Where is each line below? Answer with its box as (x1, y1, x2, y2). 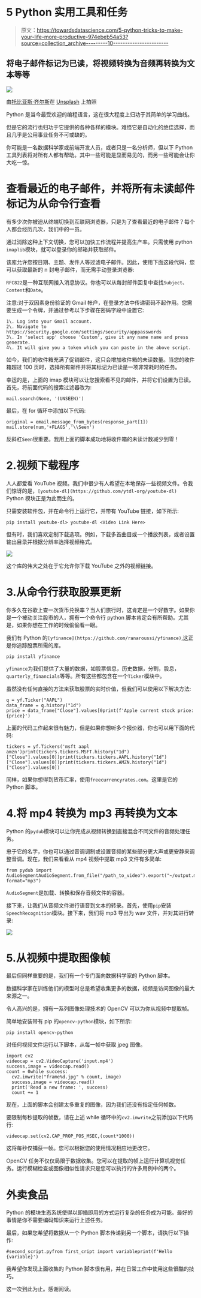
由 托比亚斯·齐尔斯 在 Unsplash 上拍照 (6, 98, 97, 105)
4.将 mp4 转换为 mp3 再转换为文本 (6, 806, 178, 820)
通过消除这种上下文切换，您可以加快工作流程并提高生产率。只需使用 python (6, 238, 193, 245)
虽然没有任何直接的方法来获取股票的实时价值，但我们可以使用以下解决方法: (6, 685, 191, 692)
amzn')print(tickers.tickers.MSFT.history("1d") (6, 749, 130, 755)
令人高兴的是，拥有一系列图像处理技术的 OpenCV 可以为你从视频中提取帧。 (6, 1005, 193, 1012)
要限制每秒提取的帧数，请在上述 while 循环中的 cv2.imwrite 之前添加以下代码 (6, 1114, 193, 1121)
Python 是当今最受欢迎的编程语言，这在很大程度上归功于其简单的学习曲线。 (6, 110, 193, 118)
